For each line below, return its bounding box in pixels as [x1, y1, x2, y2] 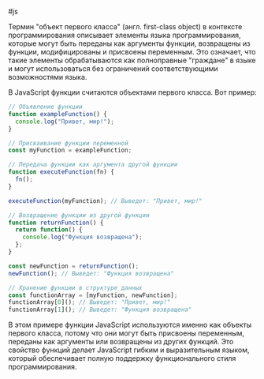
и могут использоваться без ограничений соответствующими [8, 64, 218, 73]
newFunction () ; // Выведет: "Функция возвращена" [8, 269, 175, 277]
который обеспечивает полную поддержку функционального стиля [8, 354, 236, 363]
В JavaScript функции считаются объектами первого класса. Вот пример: [8, 88, 257, 97]
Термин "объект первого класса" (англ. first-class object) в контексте [8, 22, 243, 31]
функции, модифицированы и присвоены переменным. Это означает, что [8, 47, 256, 56]
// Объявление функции [8, 103, 83, 111]
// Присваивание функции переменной [8, 139, 128, 147]
